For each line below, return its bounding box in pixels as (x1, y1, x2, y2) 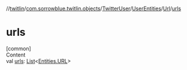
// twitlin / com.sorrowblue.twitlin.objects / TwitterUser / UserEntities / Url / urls (6, 5, 182, 12)
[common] (6, 45, 31, 52)
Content (6, 51, 26, 58)
